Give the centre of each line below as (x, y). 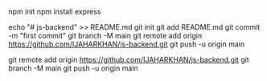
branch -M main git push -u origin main (73, 68)
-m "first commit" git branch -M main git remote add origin (105, 36)
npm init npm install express (55, 12)
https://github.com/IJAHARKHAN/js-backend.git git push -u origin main (127, 44)
